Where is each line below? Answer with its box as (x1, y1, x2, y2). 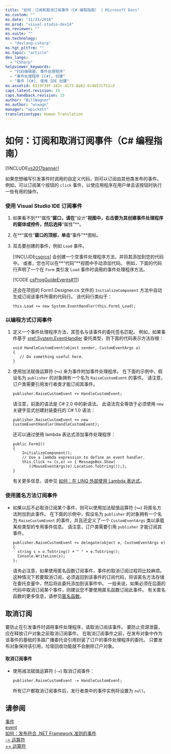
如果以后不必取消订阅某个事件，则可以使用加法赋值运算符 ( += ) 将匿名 (12, 504, 157, 510)
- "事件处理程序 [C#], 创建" (10, 74, 66, 79)
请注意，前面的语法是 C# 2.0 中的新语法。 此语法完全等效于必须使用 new (12, 401, 164, 407)
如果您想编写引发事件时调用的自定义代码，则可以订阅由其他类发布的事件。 (5, 175, 161, 181)
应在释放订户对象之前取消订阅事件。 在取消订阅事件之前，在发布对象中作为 (5, 630, 163, 636)
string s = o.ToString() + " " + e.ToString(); (17, 549, 121, 554)
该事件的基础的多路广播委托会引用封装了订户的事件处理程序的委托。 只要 (5, 636, 158, 642)
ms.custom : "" (5, 12, 36, 17)
